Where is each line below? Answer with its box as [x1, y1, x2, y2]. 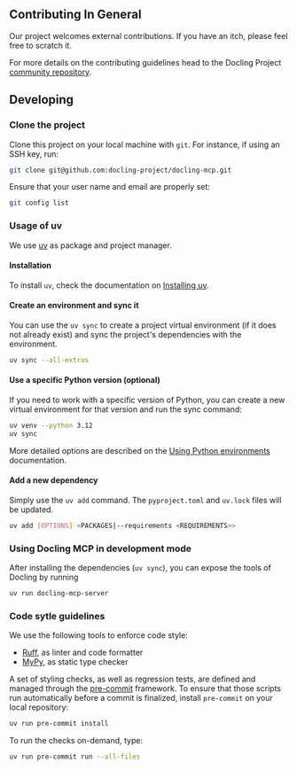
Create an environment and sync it [9, 300, 139, 311]
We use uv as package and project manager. [9, 239, 173, 251]
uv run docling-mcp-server [9, 589, 109, 598]
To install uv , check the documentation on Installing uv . [9, 279, 209, 291]
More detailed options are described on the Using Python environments [9, 445, 270, 455]
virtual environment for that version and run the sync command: [9, 404, 242, 415]
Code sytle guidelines [9, 610, 106, 622]
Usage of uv [9, 220, 63, 232]
